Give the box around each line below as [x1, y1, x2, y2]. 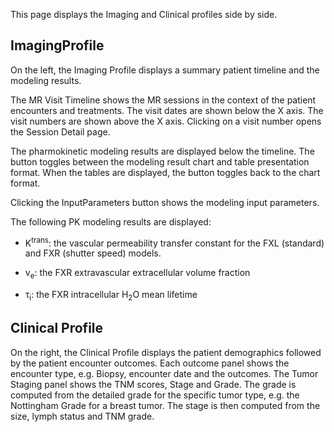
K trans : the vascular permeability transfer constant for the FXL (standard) [24, 235, 325, 249]
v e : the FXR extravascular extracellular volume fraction [24, 267, 251, 281]
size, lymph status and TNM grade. [10, 410, 155, 422]
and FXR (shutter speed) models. [24, 247, 162, 259]
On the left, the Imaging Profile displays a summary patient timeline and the [10, 64, 320, 76]
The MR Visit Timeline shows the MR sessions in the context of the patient [10, 94, 317, 106]
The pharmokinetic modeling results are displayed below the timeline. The [10, 145, 315, 157]
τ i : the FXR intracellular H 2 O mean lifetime [24, 289, 198, 303]
